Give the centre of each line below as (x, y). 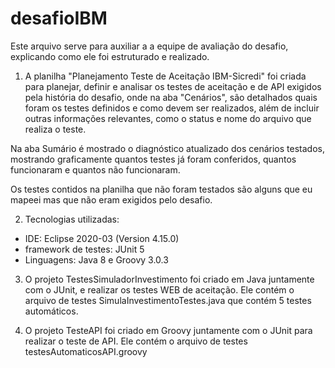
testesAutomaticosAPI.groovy (86, 351)
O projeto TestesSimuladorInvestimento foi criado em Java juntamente (169, 279)
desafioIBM (59, 18)
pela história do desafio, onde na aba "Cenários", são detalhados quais (171, 97)
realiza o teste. (55, 129)
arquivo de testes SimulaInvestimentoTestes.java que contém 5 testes (168, 300)
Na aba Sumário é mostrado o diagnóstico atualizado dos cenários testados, (167, 148)
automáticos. (51, 311)
